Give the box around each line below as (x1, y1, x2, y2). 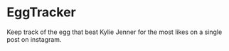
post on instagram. (6, 35, 62, 43)
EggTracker (6, 4, 76, 21)
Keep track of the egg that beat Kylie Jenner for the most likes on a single (6, 28, 223, 36)
